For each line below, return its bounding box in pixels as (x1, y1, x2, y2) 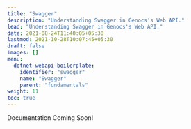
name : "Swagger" (19, 75, 67, 82)
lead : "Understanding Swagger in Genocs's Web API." (7, 23, 163, 30)
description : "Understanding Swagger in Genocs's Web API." (7, 17, 185, 24)
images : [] (7, 50, 39, 56)
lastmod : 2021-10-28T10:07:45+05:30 (7, 36, 113, 43)
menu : (7, 56, 23, 63)
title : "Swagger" (7, 10, 58, 17)
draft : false (7, 43, 45, 50)
